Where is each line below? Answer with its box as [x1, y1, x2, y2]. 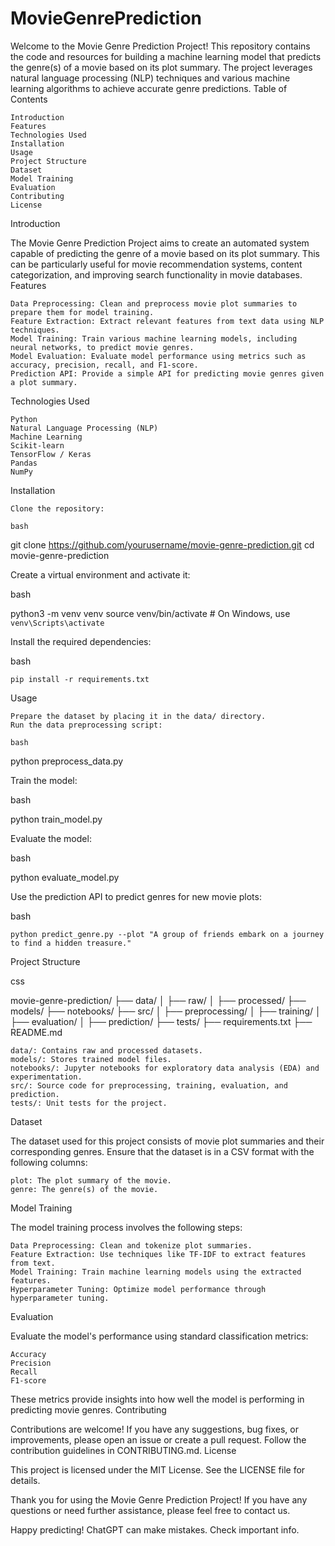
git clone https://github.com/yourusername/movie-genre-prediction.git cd [10, 538, 315, 551]
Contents [10, 93, 48, 105]
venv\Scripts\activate [10, 618, 105, 628]
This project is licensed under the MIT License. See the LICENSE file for [10, 1463, 306, 1476]
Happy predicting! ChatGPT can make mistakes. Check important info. [10, 1523, 300, 1536]
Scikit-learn [10, 440, 65, 451]
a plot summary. [10, 377, 78, 387]
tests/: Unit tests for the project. [10, 1098, 168, 1108]
